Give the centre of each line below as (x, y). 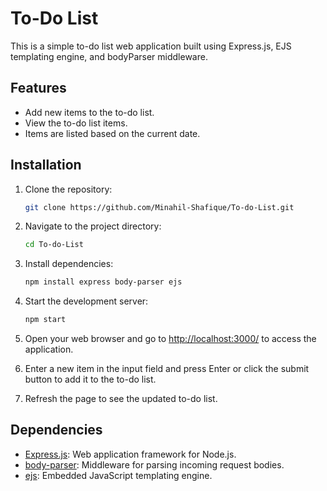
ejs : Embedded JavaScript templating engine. (118, 475)
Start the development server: (86, 301)
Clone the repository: (68, 189)
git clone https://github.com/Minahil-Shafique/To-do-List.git (159, 207)
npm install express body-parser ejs (103, 282)
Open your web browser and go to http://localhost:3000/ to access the (170, 339)
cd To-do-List (54, 245)
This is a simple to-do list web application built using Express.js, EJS (151, 46)
